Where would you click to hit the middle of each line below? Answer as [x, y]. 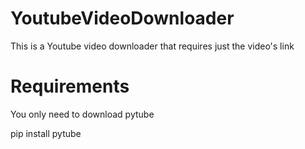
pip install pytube [46, 133]
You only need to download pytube [82, 114]
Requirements [70, 86]
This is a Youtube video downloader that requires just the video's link [152, 46]
